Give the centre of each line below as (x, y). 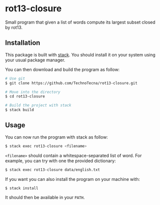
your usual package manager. (35, 60)
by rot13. (14, 27)
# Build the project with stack (38, 105)
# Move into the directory (33, 92)
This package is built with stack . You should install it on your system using (80, 55)
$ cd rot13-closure (25, 96)
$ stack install (22, 188)
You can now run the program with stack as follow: (57, 137)
